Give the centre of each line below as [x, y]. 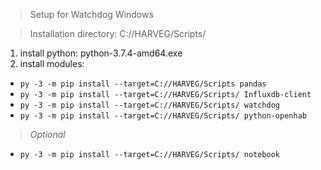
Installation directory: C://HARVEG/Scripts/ [118, 33]
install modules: [52, 63]
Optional [47, 134]
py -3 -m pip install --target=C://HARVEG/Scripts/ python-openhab [163, 116]
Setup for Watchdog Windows [91, 14]
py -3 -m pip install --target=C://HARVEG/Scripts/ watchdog [150, 105]
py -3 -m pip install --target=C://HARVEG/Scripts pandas [143, 84]
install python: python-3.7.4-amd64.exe [101, 53]
